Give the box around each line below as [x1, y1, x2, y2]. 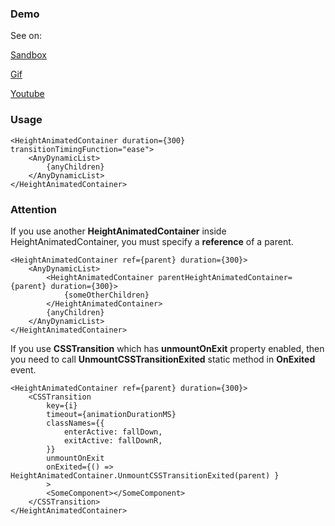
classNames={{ [46, 418, 105, 428]
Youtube [10, 88, 45, 100]
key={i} [46, 400, 78, 411]
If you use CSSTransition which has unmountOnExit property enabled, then [10, 342, 325, 354]
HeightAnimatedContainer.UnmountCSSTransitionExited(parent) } [10, 470, 280, 481]
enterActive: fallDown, [63, 427, 163, 437]
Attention [10, 202, 57, 216]
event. [10, 363, 37, 376]
